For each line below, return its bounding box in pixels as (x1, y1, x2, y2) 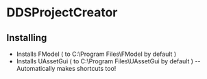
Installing (6, 32, 47, 44)
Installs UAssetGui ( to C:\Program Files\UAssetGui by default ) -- (16, 57, 201, 65)
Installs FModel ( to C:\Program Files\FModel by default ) (16, 50, 177, 58)
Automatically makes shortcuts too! (16, 65, 117, 72)
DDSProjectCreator (6, 5, 118, 20)
